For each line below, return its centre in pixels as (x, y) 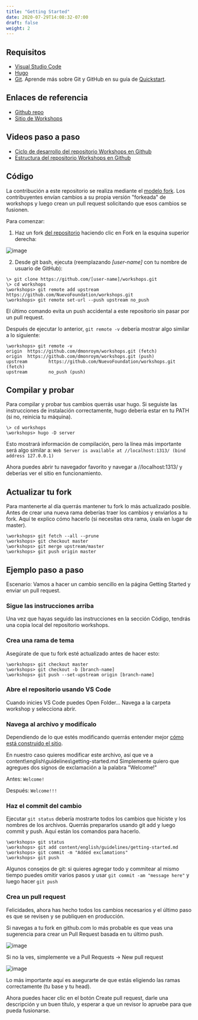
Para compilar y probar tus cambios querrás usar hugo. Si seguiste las (92, 404)
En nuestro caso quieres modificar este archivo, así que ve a (80, 755)
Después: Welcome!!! (32, 791)
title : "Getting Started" (38, 12)
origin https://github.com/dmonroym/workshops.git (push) (80, 356)
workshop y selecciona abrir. (41, 709)
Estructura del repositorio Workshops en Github (73, 157)
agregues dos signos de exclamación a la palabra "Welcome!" (82, 768)
